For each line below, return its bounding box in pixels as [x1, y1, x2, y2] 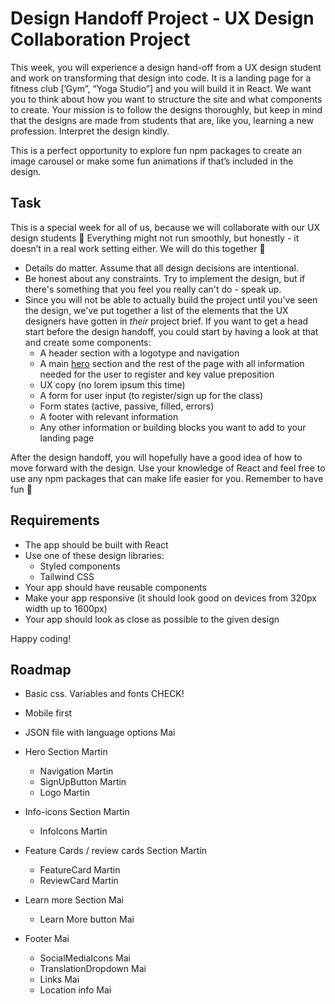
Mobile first [24, 707, 73, 719]
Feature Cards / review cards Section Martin [24, 845, 208, 857]
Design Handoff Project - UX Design [10, 7, 315, 30]
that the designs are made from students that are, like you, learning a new [10, 114, 315, 126]
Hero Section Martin [24, 746, 108, 758]
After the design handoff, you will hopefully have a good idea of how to [10, 451, 303, 463]
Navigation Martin [39, 765, 114, 777]
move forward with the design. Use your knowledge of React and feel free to [10, 462, 326, 474]
